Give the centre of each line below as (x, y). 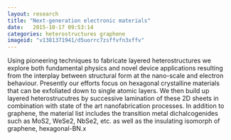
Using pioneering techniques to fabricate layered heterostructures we (109, 60)
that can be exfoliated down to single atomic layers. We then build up (108, 91)
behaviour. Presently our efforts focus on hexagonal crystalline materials (114, 83)
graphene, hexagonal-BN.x (47, 129)
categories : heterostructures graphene (66, 34)
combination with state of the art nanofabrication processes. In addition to (116, 106)
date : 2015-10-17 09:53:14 (50, 27)
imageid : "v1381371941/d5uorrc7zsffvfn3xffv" (76, 41)
